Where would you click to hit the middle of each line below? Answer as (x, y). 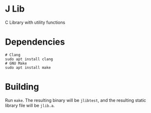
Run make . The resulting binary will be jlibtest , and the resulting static (76, 100)
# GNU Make (16, 63)
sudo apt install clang (29, 59)
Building (22, 87)
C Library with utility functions (35, 22)
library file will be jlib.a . (30, 105)
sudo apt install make (28, 67)
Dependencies (35, 42)
